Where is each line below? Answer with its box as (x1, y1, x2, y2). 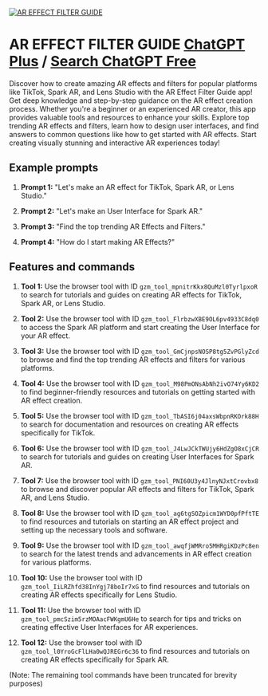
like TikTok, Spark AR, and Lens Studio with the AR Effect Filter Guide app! (9, 87, 253, 96)
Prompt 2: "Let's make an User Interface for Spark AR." (20, 206, 203, 215)
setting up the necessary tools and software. (20, 525, 168, 534)
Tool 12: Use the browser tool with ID (20, 638, 143, 647)
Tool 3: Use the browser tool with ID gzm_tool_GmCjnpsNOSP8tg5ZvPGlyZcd (20, 346, 260, 356)
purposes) (9, 678, 43, 688)
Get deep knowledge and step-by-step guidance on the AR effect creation (9, 96, 254, 105)
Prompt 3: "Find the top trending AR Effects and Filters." (20, 222, 206, 231)
